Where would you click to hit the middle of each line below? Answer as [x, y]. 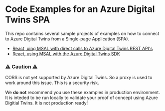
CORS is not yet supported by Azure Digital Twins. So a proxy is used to [79, 78]
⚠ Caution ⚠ [21, 67]
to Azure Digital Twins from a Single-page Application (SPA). [67, 39]
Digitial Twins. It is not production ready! [47, 103]
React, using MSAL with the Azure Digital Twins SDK [66, 54]
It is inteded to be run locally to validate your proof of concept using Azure [82, 98]
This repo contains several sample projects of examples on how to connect [82, 33]
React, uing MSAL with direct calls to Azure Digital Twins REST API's [82, 48]
